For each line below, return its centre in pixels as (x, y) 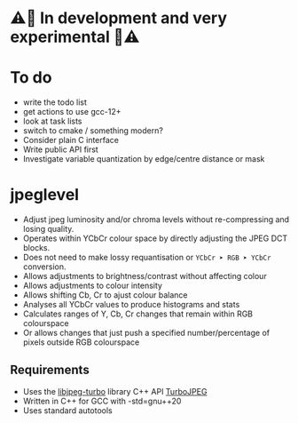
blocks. (36, 248)
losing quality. (48, 229)
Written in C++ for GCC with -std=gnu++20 (102, 401)
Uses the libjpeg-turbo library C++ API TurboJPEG (115, 391)
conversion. (44, 267)
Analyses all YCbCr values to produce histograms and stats (131, 305)
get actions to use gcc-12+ (72, 112)
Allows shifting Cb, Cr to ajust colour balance (106, 295)
